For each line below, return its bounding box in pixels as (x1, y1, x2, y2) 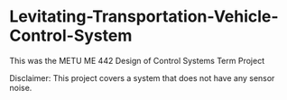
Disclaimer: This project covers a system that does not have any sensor (9, 72, 275, 83)
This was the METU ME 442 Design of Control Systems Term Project (9, 55, 264, 66)
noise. (9, 82, 32, 93)
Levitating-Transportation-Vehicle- (9, 6, 279, 27)
